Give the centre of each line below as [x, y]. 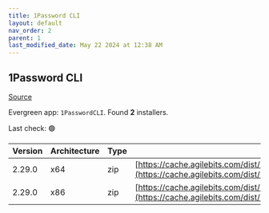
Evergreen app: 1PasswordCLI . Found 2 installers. [88, 112]
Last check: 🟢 [32, 128]
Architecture [75, 151]
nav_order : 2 [30, 30]
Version [28, 151]
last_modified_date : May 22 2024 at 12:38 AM [85, 45]
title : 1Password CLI [44, 16]
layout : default [35, 23]
